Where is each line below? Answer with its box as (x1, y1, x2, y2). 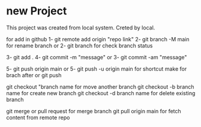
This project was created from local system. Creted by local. (6, 24, 155, 31)
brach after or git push (6, 71, 62, 78)
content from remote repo (6, 114, 70, 121)
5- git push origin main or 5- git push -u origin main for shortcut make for (6, 65, 187, 72)
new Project (6, 4, 67, 18)
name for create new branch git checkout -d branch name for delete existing (6, 89, 196, 96)
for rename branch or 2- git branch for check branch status (6, 42, 153, 49)
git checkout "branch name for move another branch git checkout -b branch (6, 83, 194, 90)
